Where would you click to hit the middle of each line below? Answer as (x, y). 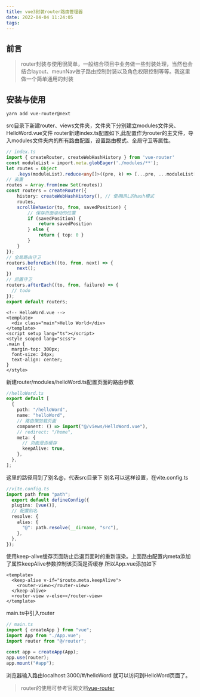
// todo (21, 290)
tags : (13, 23)
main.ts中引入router (30, 613)
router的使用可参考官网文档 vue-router (67, 688)
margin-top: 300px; (36, 349)
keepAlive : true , (44, 449)
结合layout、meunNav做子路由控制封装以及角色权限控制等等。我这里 (105, 72)
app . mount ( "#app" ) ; (30, 663)
